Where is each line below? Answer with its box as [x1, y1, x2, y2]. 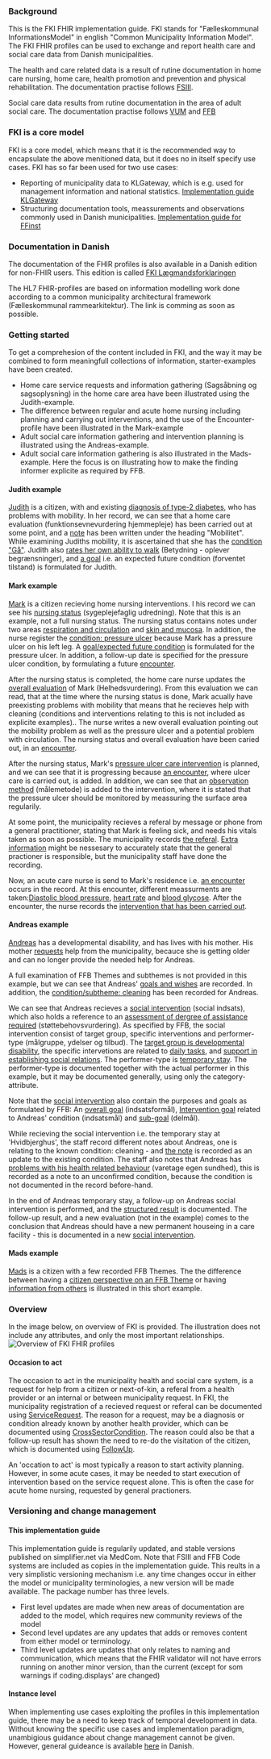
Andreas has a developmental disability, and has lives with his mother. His [8, 937, 254, 947]
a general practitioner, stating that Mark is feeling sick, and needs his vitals [8, 825, 257, 836]
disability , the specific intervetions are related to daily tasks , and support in [8, 1046, 258, 1056]
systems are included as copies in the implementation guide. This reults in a [8, 1561, 261, 1570]
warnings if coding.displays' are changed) [19, 1670, 161, 1680]
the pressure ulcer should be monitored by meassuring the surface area [8, 793, 248, 802]
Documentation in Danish [8, 240, 110, 252]
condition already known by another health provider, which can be [8, 1418, 228, 1428]
